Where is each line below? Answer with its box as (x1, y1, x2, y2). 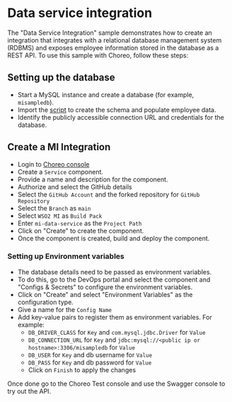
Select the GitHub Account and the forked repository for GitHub (17, 190, 200, 199)
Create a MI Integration (7, 141, 111, 153)
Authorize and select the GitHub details (17, 182, 132, 191)
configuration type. (17, 298, 74, 306)
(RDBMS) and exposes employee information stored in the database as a (7, 43, 219, 52)
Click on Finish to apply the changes (28, 365, 137, 374)
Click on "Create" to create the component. (17, 226, 144, 235)
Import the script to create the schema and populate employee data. (17, 105, 217, 114)
